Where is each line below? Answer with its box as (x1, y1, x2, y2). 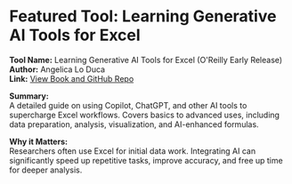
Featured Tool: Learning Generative (9, 6, 277, 27)
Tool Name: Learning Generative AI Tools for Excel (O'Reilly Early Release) (9, 54, 283, 65)
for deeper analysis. (9, 164, 83, 175)
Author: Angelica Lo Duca (9, 64, 105, 75)
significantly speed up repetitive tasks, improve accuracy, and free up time (9, 155, 283, 165)
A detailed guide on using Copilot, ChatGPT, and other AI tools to (9, 100, 247, 110)
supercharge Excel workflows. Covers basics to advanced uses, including (9, 109, 280, 120)
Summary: (9, 91, 49, 101)
